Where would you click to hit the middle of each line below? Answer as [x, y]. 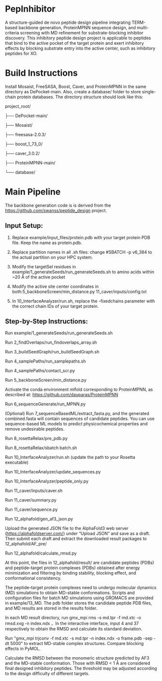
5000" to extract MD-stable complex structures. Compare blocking [77, 644]
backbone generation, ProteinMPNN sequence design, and [77, 27]
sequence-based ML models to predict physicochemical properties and [76, 424]
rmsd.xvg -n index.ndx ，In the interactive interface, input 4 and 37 [72, 624]
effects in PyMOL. [23, 649]
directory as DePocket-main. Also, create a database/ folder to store [73, 91]
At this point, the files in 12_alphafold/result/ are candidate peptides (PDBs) [80, 563]
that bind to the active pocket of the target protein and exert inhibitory [74, 43]
